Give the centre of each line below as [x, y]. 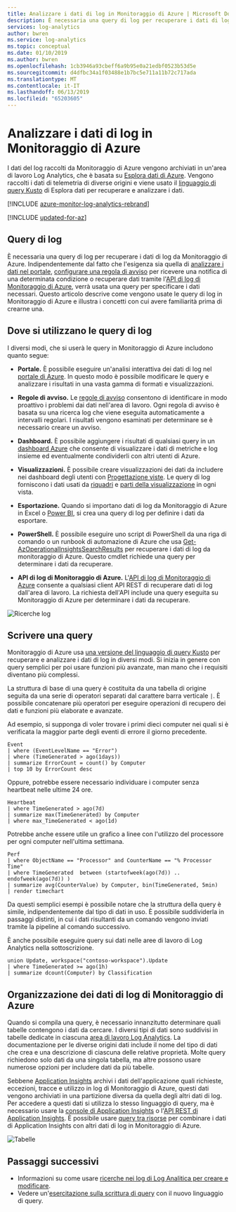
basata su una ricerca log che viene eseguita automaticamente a [111, 412]
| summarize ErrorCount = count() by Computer [77, 763]
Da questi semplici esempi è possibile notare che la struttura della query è [114, 904]
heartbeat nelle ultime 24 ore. [50, 790]
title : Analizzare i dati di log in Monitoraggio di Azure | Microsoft [114, 14]
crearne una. [26, 308]
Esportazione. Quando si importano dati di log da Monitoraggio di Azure [122, 505]
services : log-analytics [44, 27]
